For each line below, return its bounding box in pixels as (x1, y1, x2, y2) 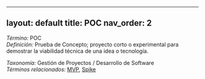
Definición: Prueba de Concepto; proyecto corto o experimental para (6, 40, 179, 48)
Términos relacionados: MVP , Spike (6, 66, 96, 73)
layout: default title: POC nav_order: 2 (6, 18, 152, 28)
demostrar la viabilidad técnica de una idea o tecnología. (6, 47, 149, 55)
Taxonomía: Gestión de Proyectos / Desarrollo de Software (6, 59, 154, 66)
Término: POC (6, 34, 41, 42)
